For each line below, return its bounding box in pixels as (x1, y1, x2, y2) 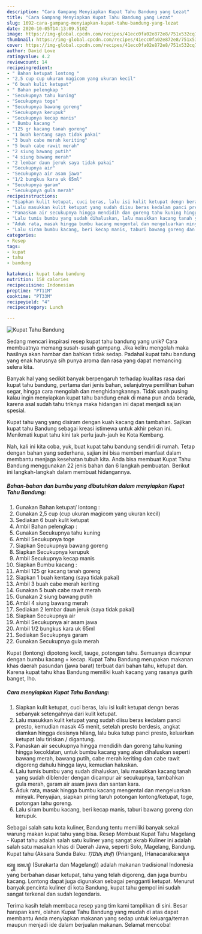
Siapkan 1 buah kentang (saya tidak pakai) (15, 574, 120, 581)
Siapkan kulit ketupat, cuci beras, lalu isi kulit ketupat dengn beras (15, 704, 179, 711)
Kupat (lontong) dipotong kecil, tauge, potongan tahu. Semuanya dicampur (7, 649, 191, 657)
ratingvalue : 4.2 (7, 53, 50, 59)
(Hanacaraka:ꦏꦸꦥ (144, 851, 189, 858)
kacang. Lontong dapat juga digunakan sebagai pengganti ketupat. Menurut (7, 878, 194, 885)
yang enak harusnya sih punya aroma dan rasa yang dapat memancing (7, 357, 182, 364)
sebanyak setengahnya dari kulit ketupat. (15, 710, 117, 718)
